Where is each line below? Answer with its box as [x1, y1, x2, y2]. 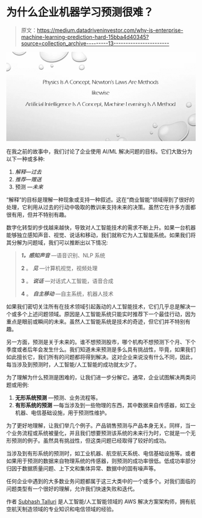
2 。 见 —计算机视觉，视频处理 [20, 264, 98, 272]
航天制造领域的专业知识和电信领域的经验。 [11, 505, 117, 513]
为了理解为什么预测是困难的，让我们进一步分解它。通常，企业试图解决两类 [6, 373, 191, 381]
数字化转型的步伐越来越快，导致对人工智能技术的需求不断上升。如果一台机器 [6, 223, 196, 231]
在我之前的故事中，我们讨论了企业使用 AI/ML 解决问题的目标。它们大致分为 [6, 148, 192, 155]
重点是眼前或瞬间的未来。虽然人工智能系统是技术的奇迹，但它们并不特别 [6, 317, 185, 325]
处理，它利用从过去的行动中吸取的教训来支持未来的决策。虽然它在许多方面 [6, 203, 191, 211]
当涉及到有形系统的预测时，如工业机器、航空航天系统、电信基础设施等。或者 [6, 449, 196, 457]
